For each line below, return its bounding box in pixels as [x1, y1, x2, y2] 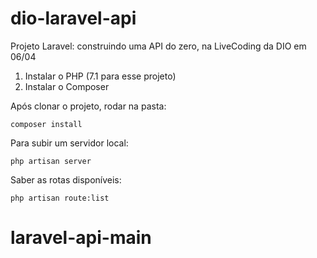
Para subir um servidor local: [10, 137, 129, 149]
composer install [10, 119, 83, 129]
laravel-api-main [10, 227, 152, 249]
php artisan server [10, 156, 92, 166]
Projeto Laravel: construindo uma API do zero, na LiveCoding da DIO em [10, 40, 307, 52]
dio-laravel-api [10, 7, 137, 30]
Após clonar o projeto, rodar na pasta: [10, 100, 167, 112]
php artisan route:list [10, 193, 110, 203]
